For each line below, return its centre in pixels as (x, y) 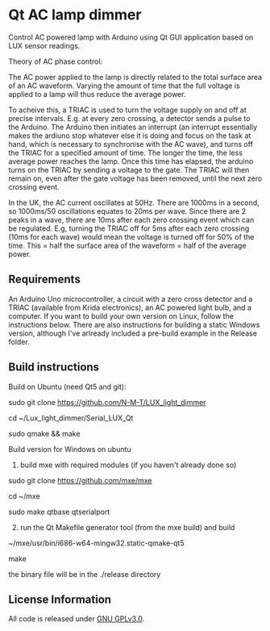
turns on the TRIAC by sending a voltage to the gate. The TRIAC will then (129, 169)
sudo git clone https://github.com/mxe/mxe (80, 480)
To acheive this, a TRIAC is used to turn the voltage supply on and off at (128, 110)
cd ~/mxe (24, 496)
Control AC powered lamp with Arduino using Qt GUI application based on (131, 37)
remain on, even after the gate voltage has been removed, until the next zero (135, 178)
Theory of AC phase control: (56, 61)
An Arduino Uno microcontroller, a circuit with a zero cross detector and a (131, 299)
